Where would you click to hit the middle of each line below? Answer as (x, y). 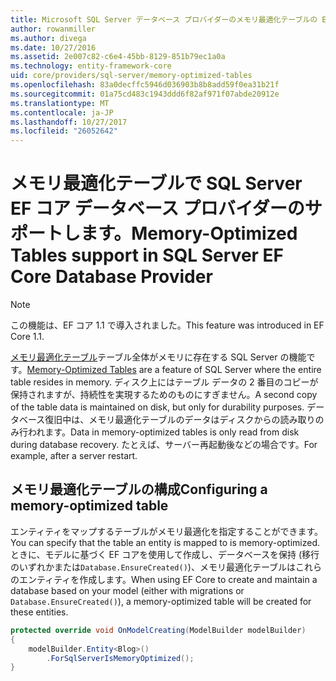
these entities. (39, 612)
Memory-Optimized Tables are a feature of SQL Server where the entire (174, 370)
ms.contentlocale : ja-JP (62, 112)
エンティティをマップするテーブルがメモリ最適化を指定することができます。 (167, 531)
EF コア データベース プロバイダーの (157, 208)
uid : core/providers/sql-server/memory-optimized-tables (131, 76)
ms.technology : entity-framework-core (91, 66)
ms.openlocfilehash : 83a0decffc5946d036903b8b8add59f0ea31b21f (145, 85)
